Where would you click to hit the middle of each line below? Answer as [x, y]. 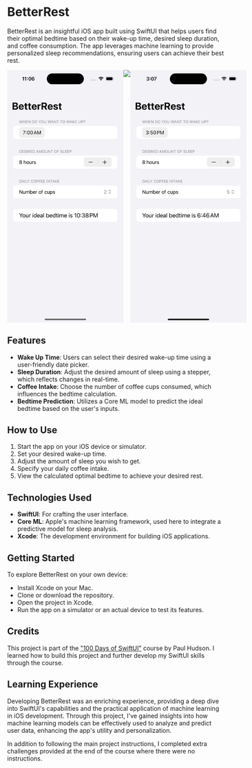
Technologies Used [49, 497]
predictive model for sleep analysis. [67, 529]
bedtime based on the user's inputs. [68, 408]
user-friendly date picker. [53, 364]
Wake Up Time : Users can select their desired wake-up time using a [114, 357]
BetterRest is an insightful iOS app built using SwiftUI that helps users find [112, 31]
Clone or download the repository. [66, 595]
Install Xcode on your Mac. [55, 587]
